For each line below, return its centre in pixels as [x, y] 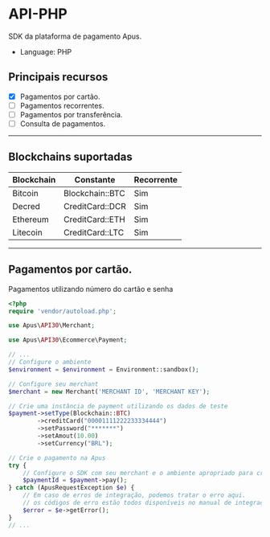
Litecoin [27, 232]
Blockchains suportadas [70, 157]
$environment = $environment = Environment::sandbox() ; [104, 369]
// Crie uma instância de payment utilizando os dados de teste [118, 406]
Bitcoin [25, 193]
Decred [26, 206]
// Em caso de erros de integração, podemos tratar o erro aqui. [135, 495]
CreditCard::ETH [95, 219]
